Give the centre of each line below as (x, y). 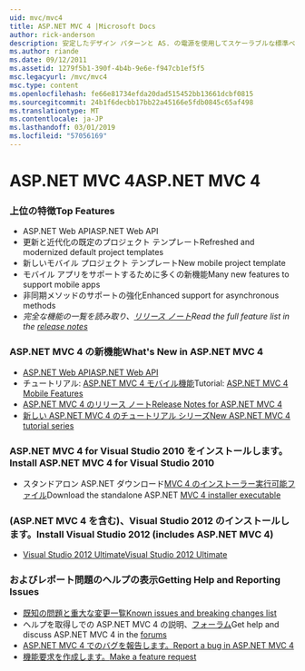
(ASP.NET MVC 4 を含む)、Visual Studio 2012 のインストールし (150, 520)
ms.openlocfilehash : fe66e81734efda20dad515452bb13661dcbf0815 (132, 94)
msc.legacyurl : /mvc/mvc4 (58, 77)
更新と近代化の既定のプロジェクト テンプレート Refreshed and (138, 242)
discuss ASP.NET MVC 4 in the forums (95, 634)
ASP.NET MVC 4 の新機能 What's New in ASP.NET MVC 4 (137, 352)
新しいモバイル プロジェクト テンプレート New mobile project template (154, 263)
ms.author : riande (44, 52)
